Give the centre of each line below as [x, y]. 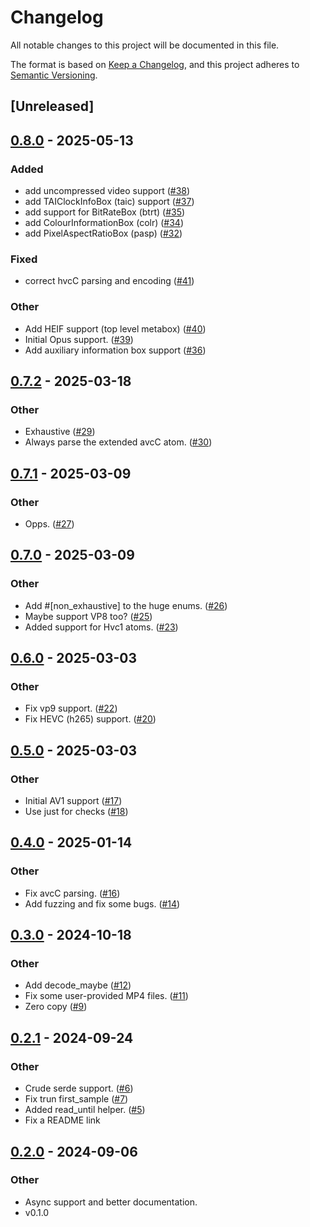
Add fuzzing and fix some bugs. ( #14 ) [102, 903]
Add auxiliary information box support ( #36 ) [115, 350]
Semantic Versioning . [54, 75]
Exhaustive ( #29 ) [60, 432]
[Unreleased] [52, 106]
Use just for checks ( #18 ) [76, 812]
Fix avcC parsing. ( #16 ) [72, 893]
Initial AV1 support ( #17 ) [73, 801]
